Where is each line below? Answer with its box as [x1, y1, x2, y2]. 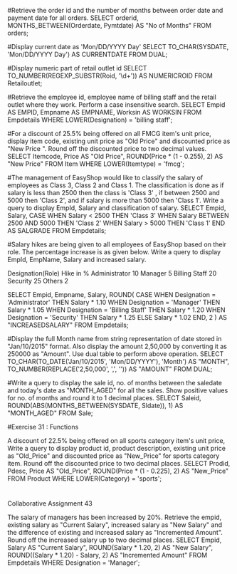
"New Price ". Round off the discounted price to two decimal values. [7, 145, 207, 152]
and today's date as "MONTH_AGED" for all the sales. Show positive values [7, 386, 228, 395]
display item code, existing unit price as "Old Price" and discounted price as [7, 137, 231, 145]
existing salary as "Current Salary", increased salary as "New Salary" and [7, 521, 223, 529]
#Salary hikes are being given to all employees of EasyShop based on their [7, 240, 226, 249]
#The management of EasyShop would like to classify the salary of [7, 174, 204, 182]
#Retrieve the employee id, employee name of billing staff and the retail [7, 93, 217, 101]
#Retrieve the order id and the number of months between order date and [7, 6, 223, 14]
